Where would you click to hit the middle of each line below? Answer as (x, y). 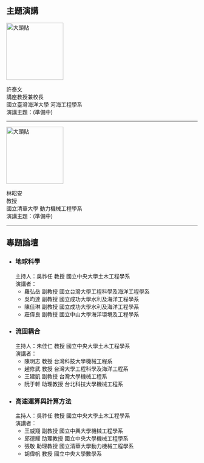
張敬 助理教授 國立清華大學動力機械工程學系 (79, 446)
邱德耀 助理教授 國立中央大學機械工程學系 (76, 439)
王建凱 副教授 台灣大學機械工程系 (66, 376)
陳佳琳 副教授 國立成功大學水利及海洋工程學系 (82, 306)
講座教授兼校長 (25, 97)
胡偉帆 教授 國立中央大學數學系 (63, 454)
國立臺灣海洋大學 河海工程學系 (44, 104)
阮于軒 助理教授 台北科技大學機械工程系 (73, 384)
